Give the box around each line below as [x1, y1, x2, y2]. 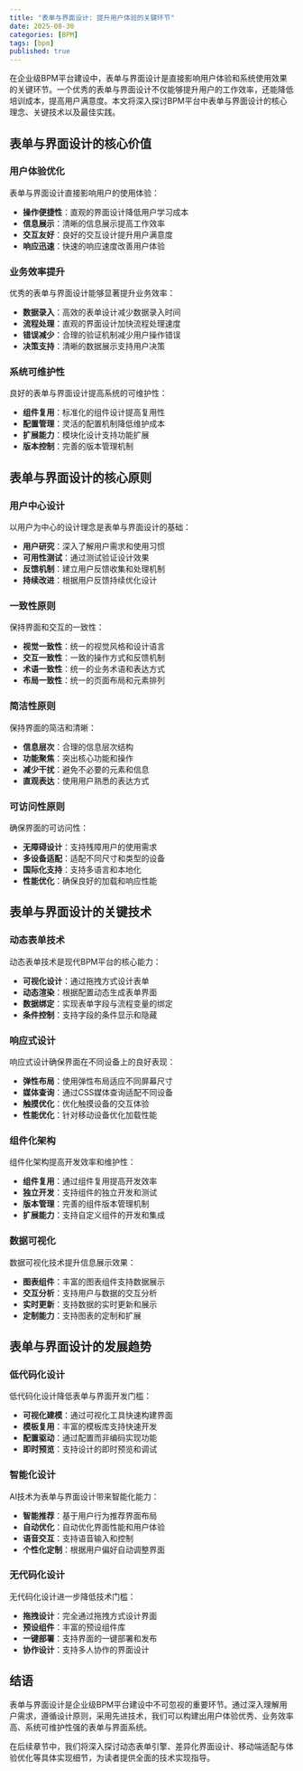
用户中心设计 [9, 499, 66, 512]
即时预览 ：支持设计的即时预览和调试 [22, 1444, 158, 1454]
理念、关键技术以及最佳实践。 [9, 107, 120, 118]
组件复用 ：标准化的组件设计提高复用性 [22, 407, 165, 418]
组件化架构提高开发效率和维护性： [9, 1157, 136, 1168]
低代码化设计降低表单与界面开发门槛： [9, 1390, 151, 1402]
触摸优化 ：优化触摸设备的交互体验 [22, 1098, 150, 1109]
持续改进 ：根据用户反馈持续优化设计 [22, 575, 158, 586]
